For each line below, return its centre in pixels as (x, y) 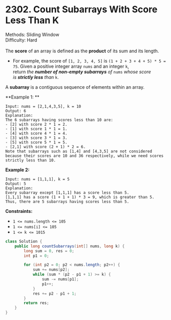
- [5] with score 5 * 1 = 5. (36, 142)
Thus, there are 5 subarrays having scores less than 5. (67, 202)
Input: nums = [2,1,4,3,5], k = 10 (43, 106)
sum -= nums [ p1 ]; (60, 279)
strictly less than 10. (31, 160)
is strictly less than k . (36, 77)
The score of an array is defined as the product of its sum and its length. (82, 51)
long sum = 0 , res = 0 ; (49, 251)
